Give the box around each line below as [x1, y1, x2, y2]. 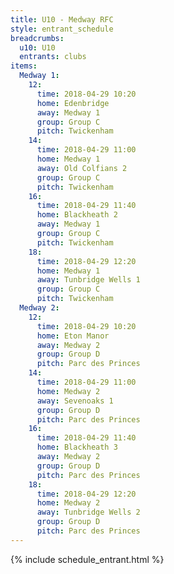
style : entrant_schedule [10, 24, 114, 34]
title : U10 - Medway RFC [10, 14, 114, 25]
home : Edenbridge [36, 98, 110, 108]
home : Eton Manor [36, 331, 110, 341]
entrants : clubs [19, 52, 87, 62]
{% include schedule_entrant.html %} [10, 553, 165, 565]
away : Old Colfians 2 [36, 163, 128, 173]
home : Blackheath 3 [36, 442, 118, 453]
